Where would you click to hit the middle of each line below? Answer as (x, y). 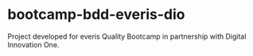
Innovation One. (33, 44)
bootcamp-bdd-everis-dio (96, 15)
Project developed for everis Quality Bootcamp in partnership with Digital (127, 36)
